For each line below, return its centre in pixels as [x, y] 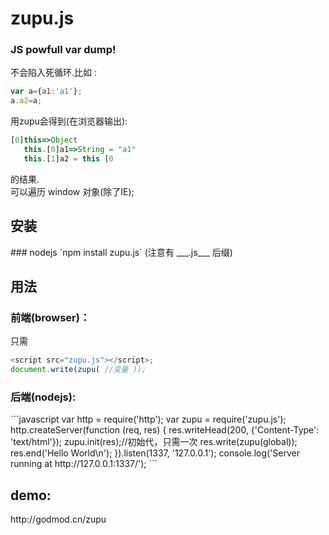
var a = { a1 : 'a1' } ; [46, 92]
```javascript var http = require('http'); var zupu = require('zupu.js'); [148, 419]
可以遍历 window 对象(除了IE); [72, 191]
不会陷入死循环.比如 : [54, 73]
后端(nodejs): [43, 397]
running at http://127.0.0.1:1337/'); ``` [84, 464]
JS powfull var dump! [63, 50]
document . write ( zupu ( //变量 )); [78, 370]
